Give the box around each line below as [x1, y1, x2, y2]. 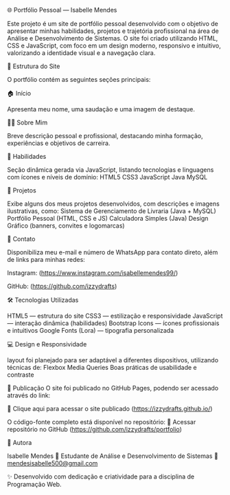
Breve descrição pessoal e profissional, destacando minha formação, [7, 132, 204, 140]
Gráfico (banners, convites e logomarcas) [7, 221, 125, 230]
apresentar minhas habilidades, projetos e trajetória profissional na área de [7, 27, 219, 35]
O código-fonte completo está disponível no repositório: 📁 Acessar [7, 418, 196, 426]
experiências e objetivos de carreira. [7, 139, 111, 147]
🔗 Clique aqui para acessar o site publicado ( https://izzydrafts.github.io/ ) [7, 405, 213, 412]
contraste [7, 371, 34, 379]
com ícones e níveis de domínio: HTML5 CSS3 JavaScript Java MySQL [7, 173, 208, 181]
